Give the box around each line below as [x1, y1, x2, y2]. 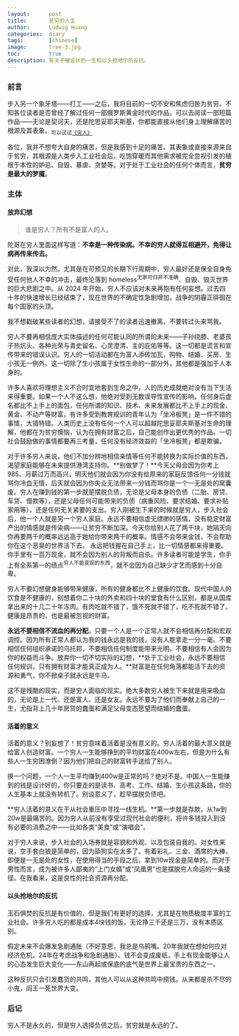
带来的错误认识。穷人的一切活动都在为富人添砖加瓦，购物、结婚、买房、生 [13, 350, 232, 358]
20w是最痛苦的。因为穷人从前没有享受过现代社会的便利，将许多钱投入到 [7, 814, 220, 823]
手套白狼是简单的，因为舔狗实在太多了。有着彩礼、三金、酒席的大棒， [26, 847, 232, 855]
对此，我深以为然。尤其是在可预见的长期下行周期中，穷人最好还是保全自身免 [7, 264, 232, 273]
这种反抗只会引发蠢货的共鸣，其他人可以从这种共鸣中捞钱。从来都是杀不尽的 [7, 975, 232, 983]
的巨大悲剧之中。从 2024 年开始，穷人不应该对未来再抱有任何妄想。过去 [7, 283, 220, 293]
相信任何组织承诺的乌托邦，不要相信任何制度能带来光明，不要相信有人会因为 [7, 644, 232, 653]
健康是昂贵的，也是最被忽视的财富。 [7, 611, 114, 620]
